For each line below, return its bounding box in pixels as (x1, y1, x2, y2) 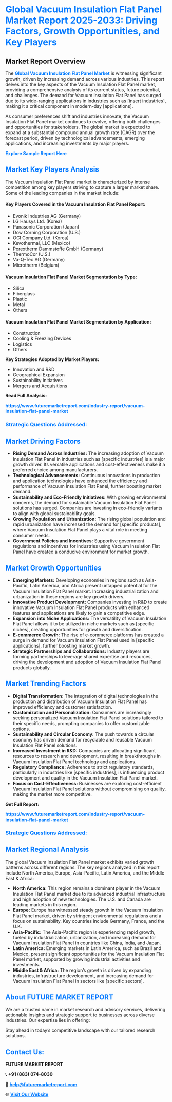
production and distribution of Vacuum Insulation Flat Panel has (12, 698, 147, 705)
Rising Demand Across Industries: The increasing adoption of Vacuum (12, 450, 164, 457)
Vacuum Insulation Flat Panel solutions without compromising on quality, (12, 786, 166, 792)
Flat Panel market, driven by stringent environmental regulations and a (12, 913, 162, 919)
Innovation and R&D (12, 366, 55, 373)
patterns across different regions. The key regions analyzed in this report (5, 864, 160, 870)
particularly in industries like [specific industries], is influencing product (12, 769, 165, 775)
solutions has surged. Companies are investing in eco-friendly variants (12, 505, 163, 511)
